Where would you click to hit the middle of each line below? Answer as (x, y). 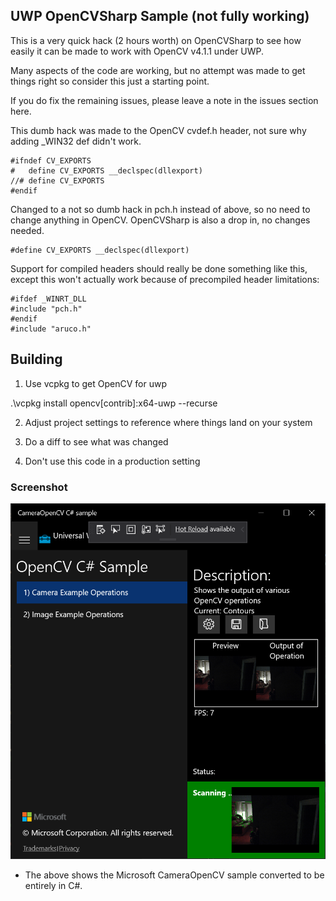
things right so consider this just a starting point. (110, 81)
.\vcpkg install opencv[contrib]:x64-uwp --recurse (114, 403)
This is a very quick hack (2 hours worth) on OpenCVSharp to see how (156, 40)
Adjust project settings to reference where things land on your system (168, 422)
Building (36, 359)
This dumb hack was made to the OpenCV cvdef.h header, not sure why (158, 130)
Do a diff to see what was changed (96, 441)
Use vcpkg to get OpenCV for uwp (96, 383)
